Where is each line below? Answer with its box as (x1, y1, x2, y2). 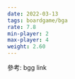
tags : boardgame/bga (7, 17, 69, 24)
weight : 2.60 (7, 43, 46, 50)
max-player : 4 (7, 37, 50, 44)
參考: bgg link (7, 63, 47, 71)
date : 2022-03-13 (7, 10, 59, 18)
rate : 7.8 (7, 23, 37, 30)
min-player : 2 (7, 30, 50, 37)
